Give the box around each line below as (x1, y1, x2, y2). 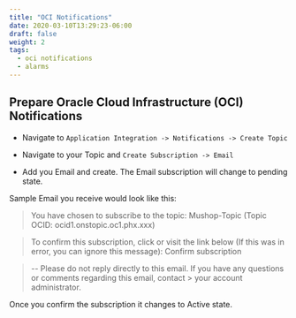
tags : (9, 46, 29, 55)
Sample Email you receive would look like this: (9, 193, 177, 203)
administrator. (30, 282, 81, 292)
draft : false (9, 29, 57, 38)
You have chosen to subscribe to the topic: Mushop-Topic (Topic (30, 209, 267, 221)
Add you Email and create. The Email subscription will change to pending (21, 166, 288, 177)
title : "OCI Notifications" (9, 12, 113, 22)
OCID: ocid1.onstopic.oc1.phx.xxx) (30, 219, 156, 230)
